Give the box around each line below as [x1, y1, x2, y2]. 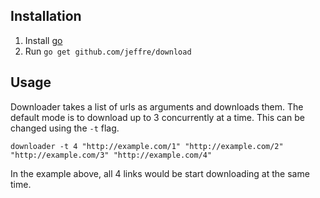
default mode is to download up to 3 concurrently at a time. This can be [10, 111, 305, 123]
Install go [24, 34, 63, 46]
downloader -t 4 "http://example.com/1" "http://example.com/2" [10, 141, 284, 151]
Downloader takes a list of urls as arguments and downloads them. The [10, 100, 304, 113]
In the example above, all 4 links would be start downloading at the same [10, 167, 310, 179]
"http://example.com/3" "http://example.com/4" [10, 150, 213, 160]
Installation [10, 8, 82, 25]
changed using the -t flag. [10, 122, 120, 134]
